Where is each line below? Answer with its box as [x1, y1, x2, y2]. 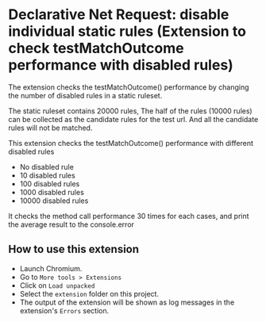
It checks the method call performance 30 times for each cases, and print [8, 211, 249, 220]
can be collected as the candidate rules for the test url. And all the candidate [8, 114, 259, 124]
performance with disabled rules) [8, 56, 234, 75]
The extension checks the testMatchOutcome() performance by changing [8, 82, 249, 92]
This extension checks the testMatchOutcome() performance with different [8, 138, 254, 148]
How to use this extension [8, 243, 140, 256]
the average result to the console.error [8, 220, 135, 229]
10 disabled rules [19, 171, 75, 180]
